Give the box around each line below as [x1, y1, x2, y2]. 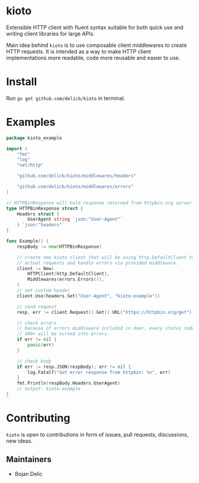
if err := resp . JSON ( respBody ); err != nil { [17, 364, 131, 370]
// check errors [17, 320, 57, 326]
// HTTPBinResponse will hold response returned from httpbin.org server [6, 200, 192, 206]
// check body [17, 358, 52, 364]
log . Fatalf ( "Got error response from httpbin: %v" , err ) [27, 369, 171, 375]
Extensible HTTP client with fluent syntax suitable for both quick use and [6, 24, 184, 31]
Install [6, 75, 37, 88]
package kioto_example [6, 135, 62, 141]
